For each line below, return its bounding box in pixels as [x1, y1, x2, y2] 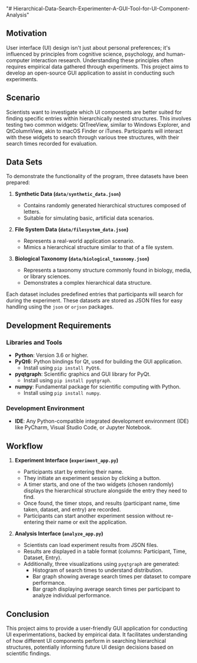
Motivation [6, 28, 47, 38]
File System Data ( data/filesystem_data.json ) [14, 226, 129, 233]
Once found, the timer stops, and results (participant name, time [23, 500, 180, 507]
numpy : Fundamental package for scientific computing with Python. [14, 383, 181, 390]
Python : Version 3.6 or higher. [14, 352, 89, 359]
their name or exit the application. [45, 519, 127, 526]
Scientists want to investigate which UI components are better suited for [6, 108, 182, 115]
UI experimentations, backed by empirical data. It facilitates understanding [6, 631, 188, 638]
